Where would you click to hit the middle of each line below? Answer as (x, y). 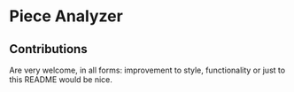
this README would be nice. (61, 80)
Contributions (48, 49)
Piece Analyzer (66, 16)
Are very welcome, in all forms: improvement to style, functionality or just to (147, 70)
